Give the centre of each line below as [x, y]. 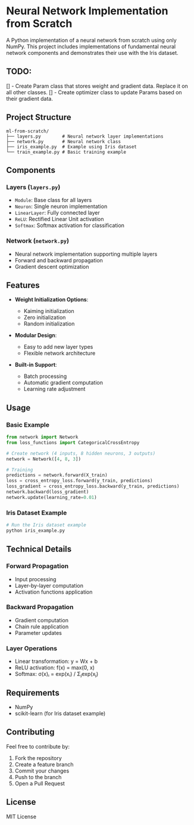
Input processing [35, 579]
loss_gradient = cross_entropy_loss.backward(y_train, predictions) [93, 486]
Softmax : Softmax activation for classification [70, 225]
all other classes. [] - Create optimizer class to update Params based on [94, 92]
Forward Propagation [37, 566]
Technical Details [39, 549]
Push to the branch [38, 777]
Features [23, 285]
